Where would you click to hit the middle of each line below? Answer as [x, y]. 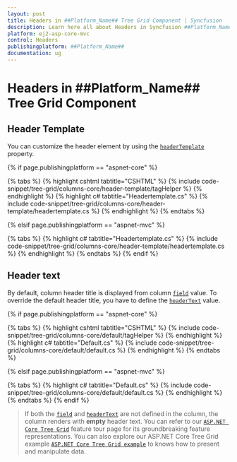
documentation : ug [34, 54]
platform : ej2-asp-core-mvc [49, 34]
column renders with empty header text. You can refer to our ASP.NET [125, 421]
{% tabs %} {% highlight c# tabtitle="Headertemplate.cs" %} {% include [113, 238]
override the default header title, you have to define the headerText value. [114, 300]
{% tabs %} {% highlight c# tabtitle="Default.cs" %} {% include [100, 385]
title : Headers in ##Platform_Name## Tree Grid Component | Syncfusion [115, 20]
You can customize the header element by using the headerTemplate [106, 146]
